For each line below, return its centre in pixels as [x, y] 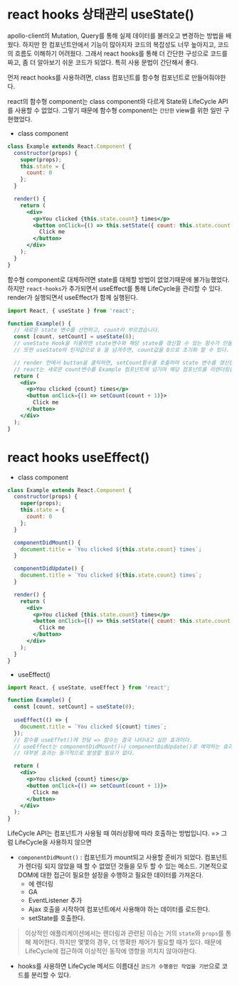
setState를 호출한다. [57, 918]
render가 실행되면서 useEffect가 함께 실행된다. [73, 297]
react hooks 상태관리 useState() [101, 15]
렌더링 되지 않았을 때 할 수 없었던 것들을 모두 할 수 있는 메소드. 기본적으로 [127, 866]
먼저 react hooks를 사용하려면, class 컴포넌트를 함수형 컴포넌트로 [99, 77]
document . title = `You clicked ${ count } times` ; [94, 727]
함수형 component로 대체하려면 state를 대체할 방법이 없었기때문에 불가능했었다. [118, 279]
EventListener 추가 [55, 901]
